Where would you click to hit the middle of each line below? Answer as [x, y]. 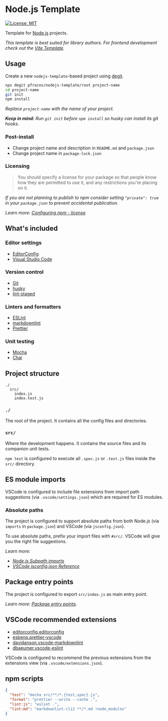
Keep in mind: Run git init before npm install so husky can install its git [82, 119]
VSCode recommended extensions [61, 620]
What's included [32, 229]
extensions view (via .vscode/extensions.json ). [54, 663]
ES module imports [36, 479]
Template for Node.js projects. [36, 33]
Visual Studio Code [32, 259]
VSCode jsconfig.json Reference [46, 566]
